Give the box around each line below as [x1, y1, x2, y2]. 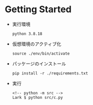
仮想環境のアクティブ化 [12, 41, 62, 47]
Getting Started [5, 4, 72, 15]
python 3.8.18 [12, 31, 42, 36]
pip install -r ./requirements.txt [12, 70, 88, 76]
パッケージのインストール [12, 60, 66, 67]
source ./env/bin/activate [12, 51, 70, 56]
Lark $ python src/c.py [12, 95, 63, 100]
